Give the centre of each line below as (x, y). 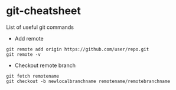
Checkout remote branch (45, 65)
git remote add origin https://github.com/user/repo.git (78, 49)
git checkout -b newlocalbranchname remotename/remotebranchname (88, 81)
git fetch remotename (33, 76)
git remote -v (24, 54)
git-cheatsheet (44, 11)
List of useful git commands (40, 27)
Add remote (29, 38)
